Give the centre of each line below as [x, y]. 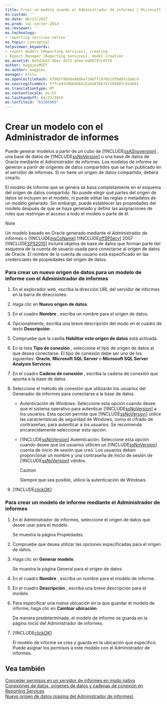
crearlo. [13, 178]
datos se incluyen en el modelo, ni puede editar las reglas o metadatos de [81, 198]
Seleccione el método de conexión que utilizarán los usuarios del [79, 389]
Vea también [25, 669]
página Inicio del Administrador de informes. [58, 623]
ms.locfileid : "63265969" [32, 102]
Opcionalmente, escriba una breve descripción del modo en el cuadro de [87, 323]
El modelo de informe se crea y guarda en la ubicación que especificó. [84, 642]
